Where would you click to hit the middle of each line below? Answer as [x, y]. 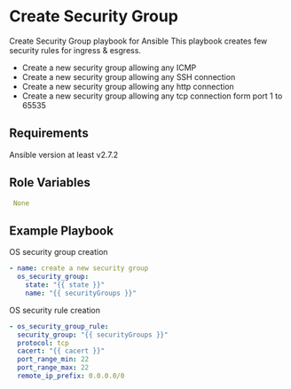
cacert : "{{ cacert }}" [61, 351]
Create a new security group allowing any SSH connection [129, 76]
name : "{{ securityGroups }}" [81, 293]
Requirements [49, 134]
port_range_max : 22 [53, 368]
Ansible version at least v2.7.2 [64, 155]
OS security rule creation [55, 310]
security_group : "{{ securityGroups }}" [93, 335]
